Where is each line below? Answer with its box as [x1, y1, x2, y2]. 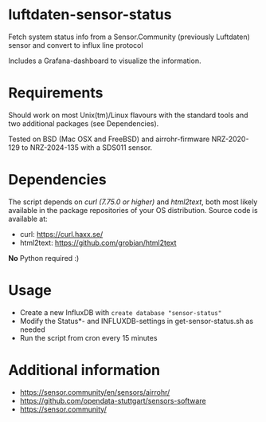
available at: [8, 214, 48, 223]
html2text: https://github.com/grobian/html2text [19, 238, 177, 247]
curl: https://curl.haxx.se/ [19, 229, 104, 239]
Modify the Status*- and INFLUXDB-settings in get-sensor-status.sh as [19, 316, 253, 325]
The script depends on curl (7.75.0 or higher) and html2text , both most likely [8, 197, 258, 207]
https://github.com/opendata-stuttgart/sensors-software [19, 396, 206, 405]
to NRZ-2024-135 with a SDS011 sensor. [21, 142, 153, 152]
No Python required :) [8, 253, 80, 262]
